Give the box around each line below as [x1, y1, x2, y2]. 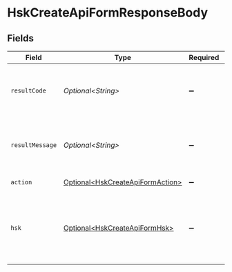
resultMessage [10, 142, 57, 149]
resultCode [10, 87, 46, 95]
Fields [7, 32, 35, 44]
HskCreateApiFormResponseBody [7, 5, 209, 21]
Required [188, 53, 220, 62]
